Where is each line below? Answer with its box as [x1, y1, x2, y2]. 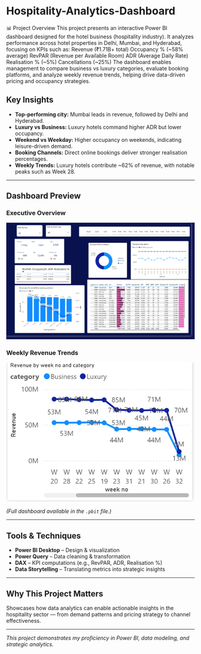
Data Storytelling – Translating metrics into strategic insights [14, 565, 166, 573]
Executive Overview [6, 209, 66, 217]
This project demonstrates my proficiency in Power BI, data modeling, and [6, 634, 190, 641]
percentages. [14, 155, 48, 162]
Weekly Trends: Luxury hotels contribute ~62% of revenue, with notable [14, 162, 195, 169]
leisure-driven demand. [14, 142, 73, 150]
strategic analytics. [6, 640, 54, 647]
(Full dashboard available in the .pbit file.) [6, 507, 112, 515]
